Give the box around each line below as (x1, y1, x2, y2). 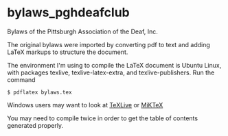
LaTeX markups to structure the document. (7, 48, 128, 56)
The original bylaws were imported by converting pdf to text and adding (7, 40, 211, 49)
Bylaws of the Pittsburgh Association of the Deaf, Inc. (7, 27, 158, 36)
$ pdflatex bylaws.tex (7, 89, 72, 96)
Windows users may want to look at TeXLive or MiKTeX (7, 100, 163, 109)
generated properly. (7, 121, 64, 129)
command (7, 75, 36, 83)
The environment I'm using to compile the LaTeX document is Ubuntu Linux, (7, 61, 222, 69)
